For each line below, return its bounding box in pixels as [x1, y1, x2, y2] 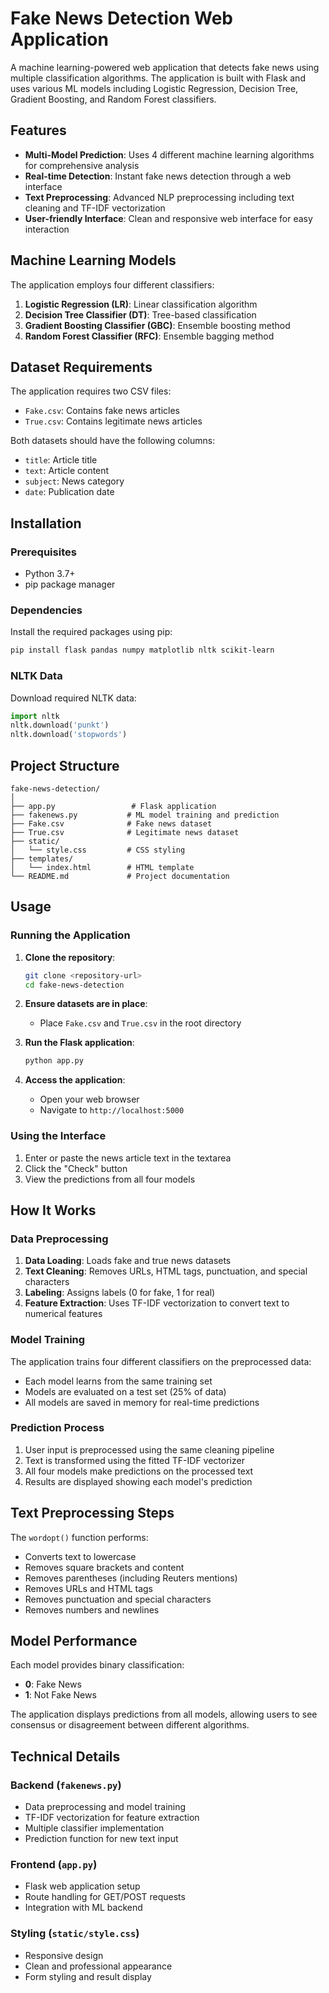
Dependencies [10, 603, 83, 617]
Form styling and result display [24, 1970, 152, 1982]
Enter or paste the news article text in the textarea [24, 1152, 232, 1164]
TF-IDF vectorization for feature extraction [24, 1812, 200, 1824]
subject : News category [24, 475, 125, 487]
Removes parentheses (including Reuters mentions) [24, 1572, 238, 1584]
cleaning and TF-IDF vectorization [24, 202, 166, 214]
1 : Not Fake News [24, 1689, 97, 1701]
